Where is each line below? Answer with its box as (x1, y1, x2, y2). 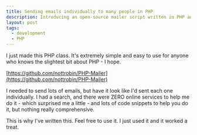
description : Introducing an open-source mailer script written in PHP (6, 14, 185, 20)
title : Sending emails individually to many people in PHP (6, 8, 154, 15)
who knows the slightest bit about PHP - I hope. (6, 58, 121, 65)
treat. (6, 124, 19, 130)
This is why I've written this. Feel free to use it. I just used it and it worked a (6, 117, 188, 124)
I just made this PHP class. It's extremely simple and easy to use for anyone (6, 52, 189, 59)
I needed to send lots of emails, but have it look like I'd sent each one (6, 87, 173, 94)
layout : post (6, 19, 38, 25)
